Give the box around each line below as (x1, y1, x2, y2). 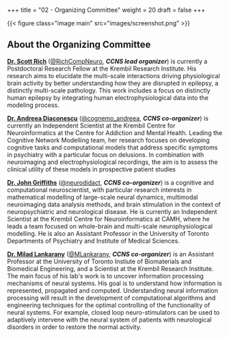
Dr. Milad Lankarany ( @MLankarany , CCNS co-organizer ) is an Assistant (7, 250, 214, 258)
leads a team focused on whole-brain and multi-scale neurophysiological (7, 222, 213, 230)
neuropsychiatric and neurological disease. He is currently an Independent (7, 207, 217, 215)
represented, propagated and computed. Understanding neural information (7, 286, 219, 294)
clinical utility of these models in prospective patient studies (7, 165, 176, 173)
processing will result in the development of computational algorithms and (7, 293, 216, 302)
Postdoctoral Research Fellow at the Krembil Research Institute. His (7, 64, 197, 73)
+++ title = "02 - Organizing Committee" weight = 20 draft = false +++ (7, 6, 206, 14)
